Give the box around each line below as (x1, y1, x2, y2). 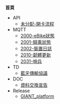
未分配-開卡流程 (20, 21, 55, 27)
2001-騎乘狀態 (20, 39, 51, 45)
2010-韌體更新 (20, 52, 51, 58)
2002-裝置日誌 (20, 46, 52, 51)
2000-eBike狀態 (20, 33, 55, 38)
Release (12, 88, 30, 94)
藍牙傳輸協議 (20, 70, 48, 76)
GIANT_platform (20, 93, 55, 99)
